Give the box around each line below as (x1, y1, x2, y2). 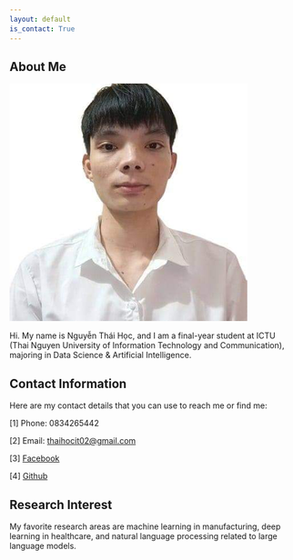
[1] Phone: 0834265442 (9, 418, 100, 429)
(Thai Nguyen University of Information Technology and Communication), (9, 340, 285, 351)
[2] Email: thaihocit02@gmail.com (9, 435, 136, 446)
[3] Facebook (9, 453, 60, 464)
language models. (9, 540, 77, 551)
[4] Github (9, 471, 48, 482)
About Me (9, 59, 66, 75)
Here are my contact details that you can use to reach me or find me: (9, 400, 268, 411)
